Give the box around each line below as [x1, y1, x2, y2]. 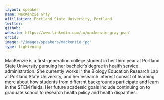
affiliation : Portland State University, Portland [5, 16, 112, 21]
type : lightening [5, 44, 41, 49]
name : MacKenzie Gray [5, 12, 50, 17]
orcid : [5, 35, 19, 40]
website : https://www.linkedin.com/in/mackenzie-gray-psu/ [5, 30, 130, 35]
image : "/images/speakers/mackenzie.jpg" [5, 40, 92, 45]
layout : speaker [5, 7, 39, 12]
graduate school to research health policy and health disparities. [5, 89, 137, 95]
